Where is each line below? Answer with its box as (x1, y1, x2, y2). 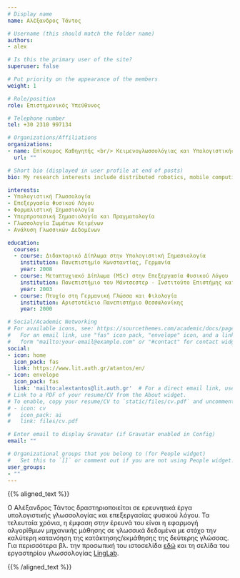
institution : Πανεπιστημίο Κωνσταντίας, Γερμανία (20, 259, 171, 266)
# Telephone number (7, 115, 66, 122)
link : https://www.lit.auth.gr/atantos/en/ (14, 365, 145, 372)
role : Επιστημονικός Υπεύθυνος (7, 101, 101, 109)
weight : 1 (7, 82, 37, 89)
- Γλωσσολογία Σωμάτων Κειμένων (7, 219, 104, 227)
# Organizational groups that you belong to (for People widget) (7, 450, 206, 457)
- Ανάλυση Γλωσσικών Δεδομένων (7, 226, 101, 233)
